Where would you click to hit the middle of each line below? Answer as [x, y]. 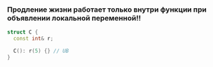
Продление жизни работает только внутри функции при [107, 10]
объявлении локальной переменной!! [74, 18]
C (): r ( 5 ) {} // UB [41, 51]
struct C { [23, 32]
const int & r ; [33, 39]
